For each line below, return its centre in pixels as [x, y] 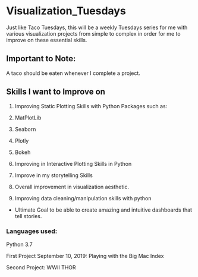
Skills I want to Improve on [56, 92]
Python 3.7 [19, 244]
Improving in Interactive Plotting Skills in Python [73, 163]
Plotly [22, 140]
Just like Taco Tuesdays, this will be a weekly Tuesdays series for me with [97, 27]
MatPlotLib [28, 118]
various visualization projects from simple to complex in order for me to [93, 33]
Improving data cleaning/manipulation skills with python [83, 198]
